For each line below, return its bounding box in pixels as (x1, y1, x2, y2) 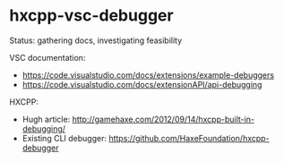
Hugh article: (22, 114, 71, 124)
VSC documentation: (9, 52, 86, 63)
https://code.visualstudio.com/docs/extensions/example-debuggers (22, 69, 275, 81)
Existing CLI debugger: (22, 132, 108, 143)
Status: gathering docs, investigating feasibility (9, 35, 183, 46)
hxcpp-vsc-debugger (9, 5, 174, 26)
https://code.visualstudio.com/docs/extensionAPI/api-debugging (22, 79, 262, 90)
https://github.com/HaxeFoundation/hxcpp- (108, 132, 271, 143)
